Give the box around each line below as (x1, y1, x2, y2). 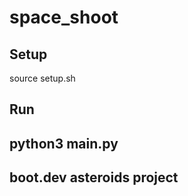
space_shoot (9, 6, 119, 29)
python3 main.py (9, 135, 119, 152)
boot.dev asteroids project (9, 169, 179, 186)
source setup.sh (9, 72, 76, 84)
